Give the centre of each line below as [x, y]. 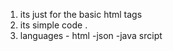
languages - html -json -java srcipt [91, 35]
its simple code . [53, 25]
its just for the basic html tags [81, 14]
